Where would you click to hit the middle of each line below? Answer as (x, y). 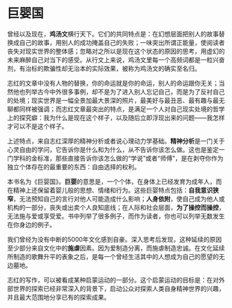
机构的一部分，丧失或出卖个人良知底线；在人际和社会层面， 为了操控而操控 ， (116, 207)
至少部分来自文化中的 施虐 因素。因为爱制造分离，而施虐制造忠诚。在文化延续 (116, 248)
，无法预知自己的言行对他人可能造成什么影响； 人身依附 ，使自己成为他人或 (119, 199)
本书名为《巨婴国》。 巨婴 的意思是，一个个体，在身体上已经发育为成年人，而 (115, 181)
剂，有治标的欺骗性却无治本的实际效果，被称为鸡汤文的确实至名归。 (104, 68)
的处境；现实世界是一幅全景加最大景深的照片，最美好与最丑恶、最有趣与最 (113, 100)
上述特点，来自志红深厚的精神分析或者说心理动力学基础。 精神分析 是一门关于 (116, 141)
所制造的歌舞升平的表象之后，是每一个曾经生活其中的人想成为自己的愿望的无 (116, 256)
